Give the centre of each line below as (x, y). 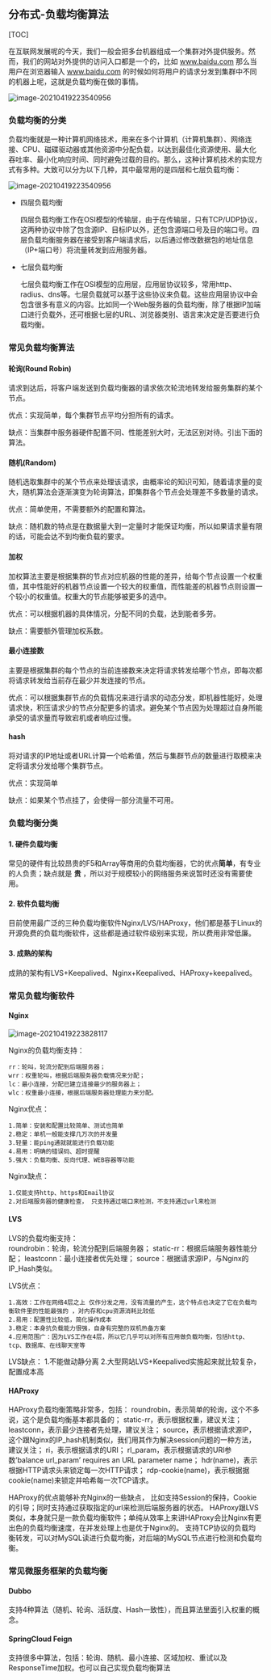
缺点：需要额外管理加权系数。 (58, 631)
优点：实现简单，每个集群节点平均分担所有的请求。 (93, 416)
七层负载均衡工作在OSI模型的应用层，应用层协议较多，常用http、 (128, 285)
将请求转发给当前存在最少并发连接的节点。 (79, 680)
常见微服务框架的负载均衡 (58, 1571)
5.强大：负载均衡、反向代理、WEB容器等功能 (71, 1160)
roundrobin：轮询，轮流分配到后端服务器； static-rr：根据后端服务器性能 (129, 1248)
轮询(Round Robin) (40, 368)
